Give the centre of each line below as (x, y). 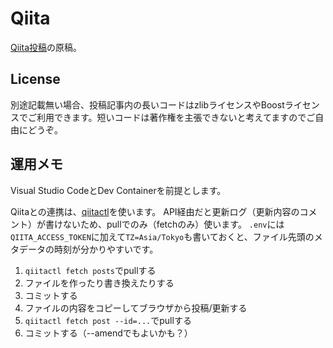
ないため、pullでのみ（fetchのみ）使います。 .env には (173, 224)
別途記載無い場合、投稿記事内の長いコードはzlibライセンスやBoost (147, 104)
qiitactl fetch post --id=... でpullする (108, 320)
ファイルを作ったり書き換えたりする (99, 283)
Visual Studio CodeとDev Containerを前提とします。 (118, 190)
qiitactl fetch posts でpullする (90, 270)
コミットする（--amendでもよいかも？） (108, 333)
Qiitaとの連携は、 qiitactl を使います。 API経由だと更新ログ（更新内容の (155, 211)
